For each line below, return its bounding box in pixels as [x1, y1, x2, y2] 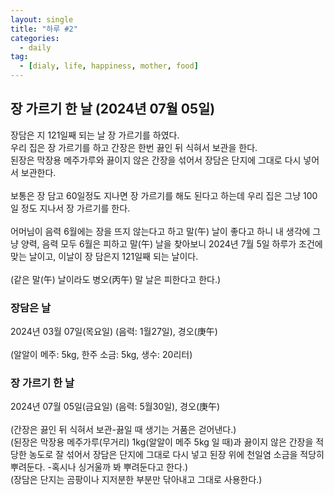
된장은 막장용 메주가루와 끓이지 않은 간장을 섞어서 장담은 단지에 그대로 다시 [10, 154, 302, 166]
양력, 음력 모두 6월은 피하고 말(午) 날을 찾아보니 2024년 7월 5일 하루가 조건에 [20, 237, 323, 250]
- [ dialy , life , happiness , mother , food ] [19, 61, 199, 71]
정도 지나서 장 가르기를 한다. [20, 202, 131, 214]
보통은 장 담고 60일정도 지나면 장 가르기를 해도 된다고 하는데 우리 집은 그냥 [10, 189, 302, 201]
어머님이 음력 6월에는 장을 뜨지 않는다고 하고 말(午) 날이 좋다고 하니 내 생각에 [10, 225, 311, 237]
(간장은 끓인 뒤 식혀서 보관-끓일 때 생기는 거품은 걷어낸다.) [10, 424, 237, 436]
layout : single [10, 14, 74, 25]
